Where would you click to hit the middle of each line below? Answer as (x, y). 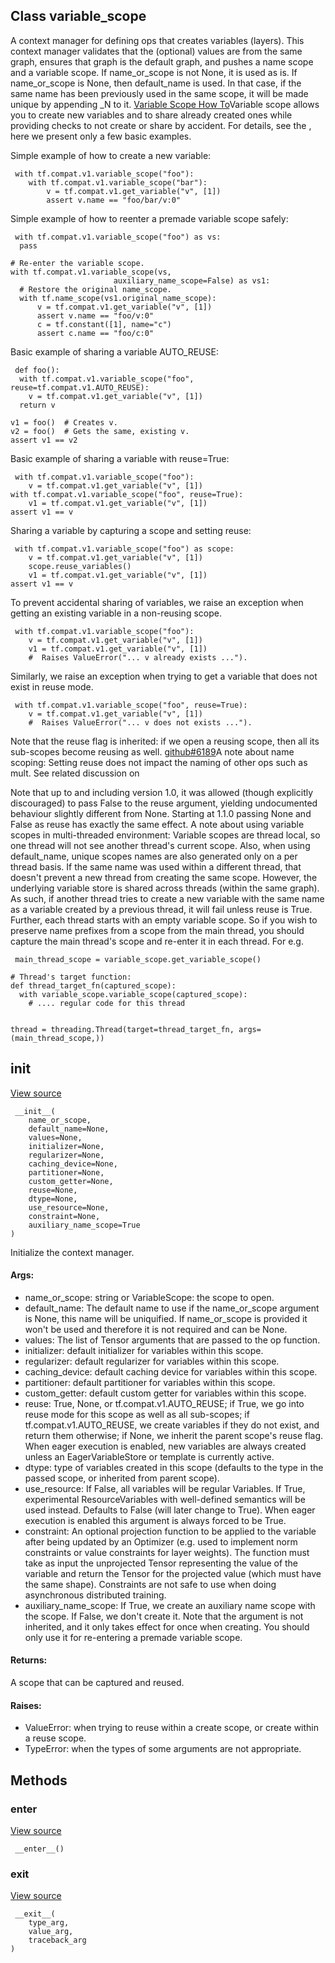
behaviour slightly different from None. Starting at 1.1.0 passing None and (161, 813)
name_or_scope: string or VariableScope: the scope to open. (149, 1297)
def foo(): (37, 370)
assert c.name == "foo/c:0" (95, 333)
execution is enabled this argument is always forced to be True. (155, 1520)
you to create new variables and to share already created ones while (151, 115)
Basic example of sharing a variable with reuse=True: (120, 458)
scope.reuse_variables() (80, 566)
